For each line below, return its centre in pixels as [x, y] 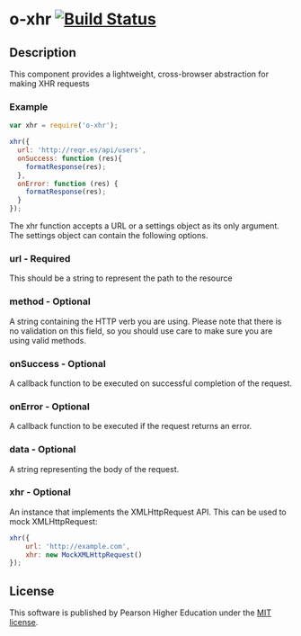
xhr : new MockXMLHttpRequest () [84, 555]
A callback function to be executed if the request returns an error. [131, 426]
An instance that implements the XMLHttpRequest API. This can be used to [148, 512]
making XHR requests [49, 84]
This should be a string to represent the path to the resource [121, 278]
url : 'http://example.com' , [78, 546]
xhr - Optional [40, 492]
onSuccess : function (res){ [70, 158]
